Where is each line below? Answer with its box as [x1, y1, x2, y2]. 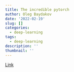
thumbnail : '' [5, 48, 35, 53]
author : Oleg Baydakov [5, 12, 52, 17]
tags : [5, 35, 16, 40]
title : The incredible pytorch [5, 7, 70, 12]
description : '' [5, 44, 38, 48]
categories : [5, 25, 30, 30]
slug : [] [5, 21, 23, 26]
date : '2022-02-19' [5, 16, 45, 21]
